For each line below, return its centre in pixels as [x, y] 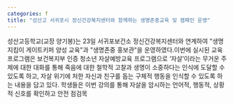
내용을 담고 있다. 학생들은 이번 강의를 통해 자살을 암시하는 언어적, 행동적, [113, 84]
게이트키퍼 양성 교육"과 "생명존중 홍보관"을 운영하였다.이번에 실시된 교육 [124, 50]
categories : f [28, 14]
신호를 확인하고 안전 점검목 [51, 93]
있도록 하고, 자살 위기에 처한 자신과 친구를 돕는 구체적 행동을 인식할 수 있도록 [111, 76]
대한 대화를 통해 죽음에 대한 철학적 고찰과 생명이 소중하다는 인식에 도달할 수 [123, 67]
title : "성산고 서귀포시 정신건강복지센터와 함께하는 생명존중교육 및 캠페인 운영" [109, 20]
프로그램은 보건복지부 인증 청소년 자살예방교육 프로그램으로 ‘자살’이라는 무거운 [114, 58]
